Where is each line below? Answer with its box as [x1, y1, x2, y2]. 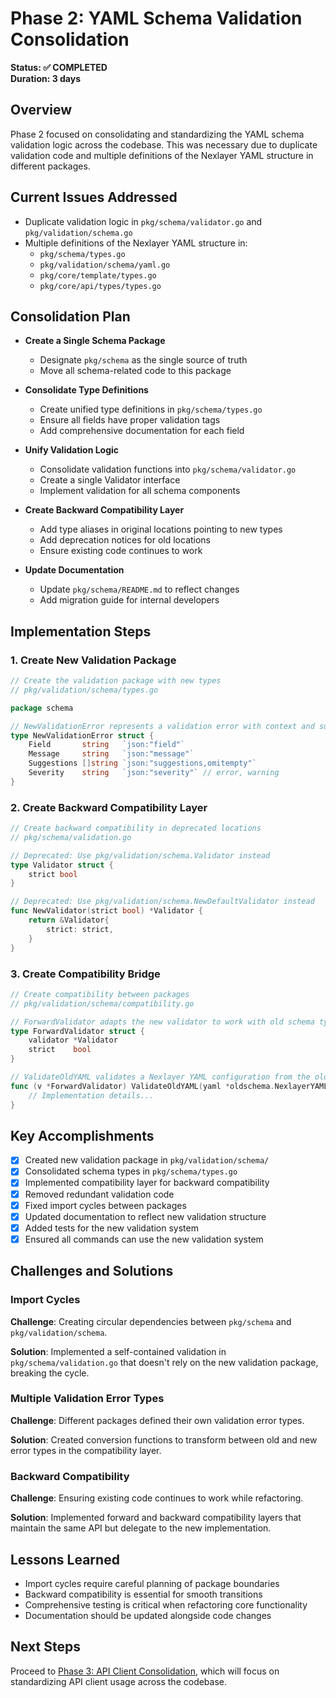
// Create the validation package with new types [10, 676, 222, 686]
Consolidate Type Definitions [24, 384, 149, 396]
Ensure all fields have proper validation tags [39, 414, 221, 426]
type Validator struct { [10, 860, 114, 870]
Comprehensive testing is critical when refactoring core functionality [24, 1598, 308, 1611]
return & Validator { [28, 915, 110, 926]
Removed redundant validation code [24, 1188, 175, 1200]
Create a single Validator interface [39, 474, 181, 486]
